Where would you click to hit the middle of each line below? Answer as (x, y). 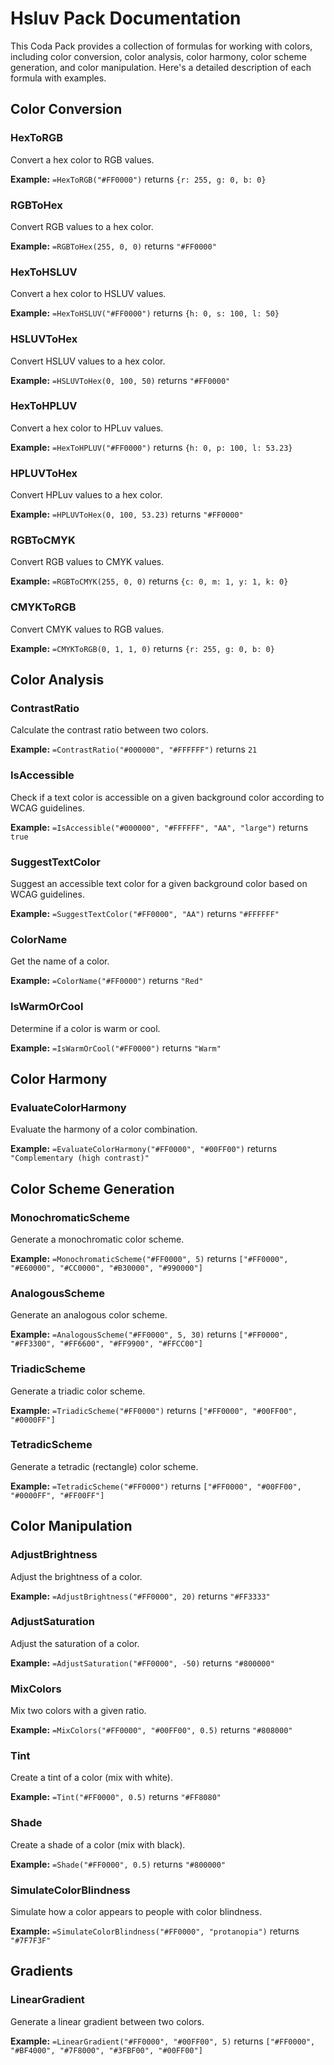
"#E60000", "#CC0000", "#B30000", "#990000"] (106, 1268)
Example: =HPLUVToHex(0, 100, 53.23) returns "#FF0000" (127, 514)
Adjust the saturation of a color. (75, 1643)
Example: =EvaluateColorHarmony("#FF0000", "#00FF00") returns (144, 1149)
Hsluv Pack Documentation (126, 18)
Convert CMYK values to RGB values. (87, 629)
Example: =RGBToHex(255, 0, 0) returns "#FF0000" (113, 246)
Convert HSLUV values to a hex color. (88, 361)
